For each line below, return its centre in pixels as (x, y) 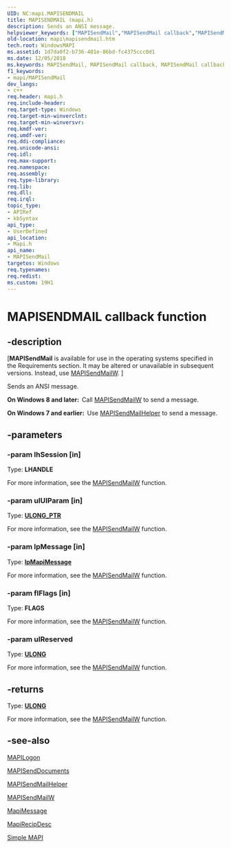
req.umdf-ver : (27, 135)
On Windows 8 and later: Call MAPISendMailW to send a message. (103, 400)
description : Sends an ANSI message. (61, 26)
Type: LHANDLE (30, 470)
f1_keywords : (26, 71)
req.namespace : (29, 167)
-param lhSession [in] (44, 454)
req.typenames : (29, 269)
